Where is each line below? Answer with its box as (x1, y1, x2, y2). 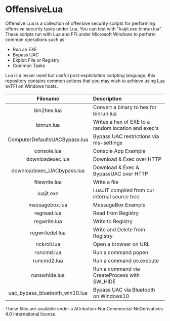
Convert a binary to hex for (93, 103, 157, 111)
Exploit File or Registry (12, 57, 60, 63)
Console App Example (93, 147, 146, 154)
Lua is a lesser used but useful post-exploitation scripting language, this (5, 72, 156, 78)
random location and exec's (93, 124, 159, 131)
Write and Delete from (93, 226, 146, 233)
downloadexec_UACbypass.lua (11, 167, 85, 174)
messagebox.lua (28, 201, 68, 208)
